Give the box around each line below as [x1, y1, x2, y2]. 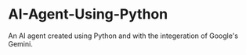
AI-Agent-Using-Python [8, 5, 168, 23]
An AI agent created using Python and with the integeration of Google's [8, 31, 239, 40]
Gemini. [8, 39, 33, 48]
